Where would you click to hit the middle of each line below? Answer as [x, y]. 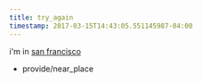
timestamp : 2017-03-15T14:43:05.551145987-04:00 [101, 26]
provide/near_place [58, 69]
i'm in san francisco [45, 51]
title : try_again [41, 17]
